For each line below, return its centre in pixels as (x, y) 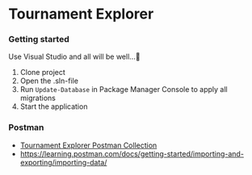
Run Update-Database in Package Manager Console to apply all (124, 90)
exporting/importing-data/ (63, 162)
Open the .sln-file (49, 81)
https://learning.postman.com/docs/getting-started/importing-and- (132, 153)
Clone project (43, 73)
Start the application (54, 106)
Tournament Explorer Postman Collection (88, 145)
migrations (38, 98)
